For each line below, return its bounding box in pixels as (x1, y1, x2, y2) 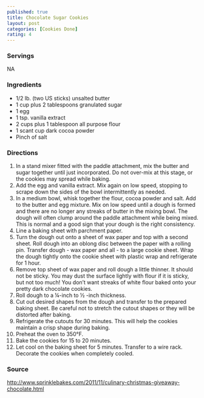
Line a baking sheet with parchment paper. (15, 227, 123, 234)
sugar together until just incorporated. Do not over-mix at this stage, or (15, 169, 193, 176)
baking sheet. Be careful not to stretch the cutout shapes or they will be (15, 305, 195, 312)
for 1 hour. (15, 259, 41, 267)
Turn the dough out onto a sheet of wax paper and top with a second (15, 234, 188, 241)
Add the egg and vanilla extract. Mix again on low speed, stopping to (15, 182, 188, 189)
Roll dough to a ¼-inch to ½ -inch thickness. (15, 292, 126, 299)
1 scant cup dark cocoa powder (15, 127, 95, 134)
